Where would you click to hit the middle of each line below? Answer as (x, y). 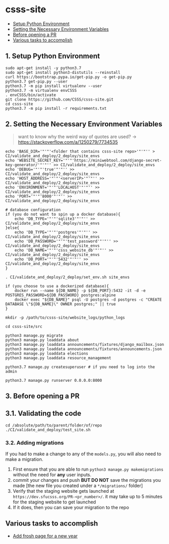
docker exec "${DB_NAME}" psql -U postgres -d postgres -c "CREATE (88, 299)
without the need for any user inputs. (52, 475)
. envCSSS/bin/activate (31, 95)
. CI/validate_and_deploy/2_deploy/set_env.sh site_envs (68, 277)
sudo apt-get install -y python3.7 (43, 68)
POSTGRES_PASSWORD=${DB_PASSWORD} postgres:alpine (61, 295)
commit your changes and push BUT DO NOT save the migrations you (87, 480)
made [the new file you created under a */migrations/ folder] (78, 485)
